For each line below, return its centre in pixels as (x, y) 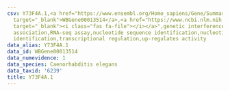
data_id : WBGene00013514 (42, 52)
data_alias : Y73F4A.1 (38, 45)
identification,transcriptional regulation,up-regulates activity (110, 39)
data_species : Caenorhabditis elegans (62, 64)
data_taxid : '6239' (35, 70)
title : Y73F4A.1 (30, 77)
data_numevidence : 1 (37, 58)
